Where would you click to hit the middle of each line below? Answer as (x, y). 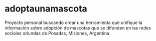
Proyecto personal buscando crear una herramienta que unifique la (74, 22)
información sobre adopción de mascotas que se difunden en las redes (78, 27)
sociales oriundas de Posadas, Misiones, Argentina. (58, 33)
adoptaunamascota (46, 9)
